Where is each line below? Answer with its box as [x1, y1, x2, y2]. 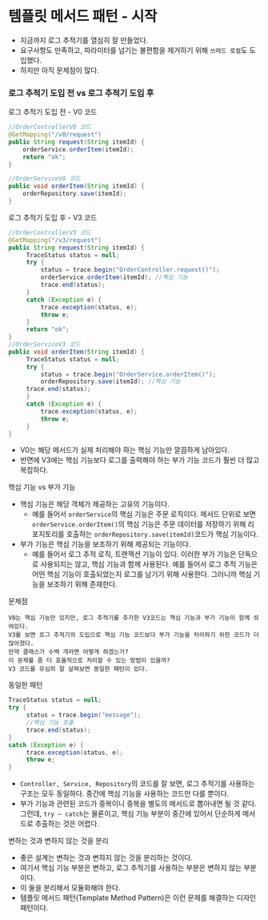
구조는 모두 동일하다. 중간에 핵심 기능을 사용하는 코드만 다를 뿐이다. [19, 789, 230, 798]
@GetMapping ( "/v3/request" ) [8, 236, 102, 244]
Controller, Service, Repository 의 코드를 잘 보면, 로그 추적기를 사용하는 [19, 779, 255, 789]
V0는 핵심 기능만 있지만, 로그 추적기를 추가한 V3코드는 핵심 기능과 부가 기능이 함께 [8, 614, 250, 622]
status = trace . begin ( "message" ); [26, 711, 142, 720]
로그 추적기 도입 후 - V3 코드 [8, 212, 98, 222]
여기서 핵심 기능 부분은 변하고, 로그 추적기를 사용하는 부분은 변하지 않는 [19, 863, 242, 873]
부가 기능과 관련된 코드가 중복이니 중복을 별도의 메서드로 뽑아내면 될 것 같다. [19, 799, 258, 809]
